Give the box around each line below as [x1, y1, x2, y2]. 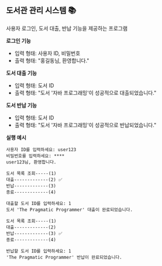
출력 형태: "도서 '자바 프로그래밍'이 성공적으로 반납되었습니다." [14, 121, 157, 128]
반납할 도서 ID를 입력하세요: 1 [6, 248, 71, 254]
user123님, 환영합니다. [6, 159, 57, 165]
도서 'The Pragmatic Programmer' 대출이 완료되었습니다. [6, 207, 133, 213]
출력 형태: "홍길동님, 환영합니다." [14, 57, 89, 64]
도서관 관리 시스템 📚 [6, 5, 77, 16]
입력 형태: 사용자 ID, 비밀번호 [14, 49, 81, 57]
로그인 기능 [6, 37, 31, 44]
